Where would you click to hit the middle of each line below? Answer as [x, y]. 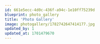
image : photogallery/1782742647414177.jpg [50, 24]
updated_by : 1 [20, 29]
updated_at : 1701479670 [30, 33]
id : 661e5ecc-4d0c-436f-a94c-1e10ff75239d [50, 10]
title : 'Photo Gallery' [30, 19]
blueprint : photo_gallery [32, 15]
